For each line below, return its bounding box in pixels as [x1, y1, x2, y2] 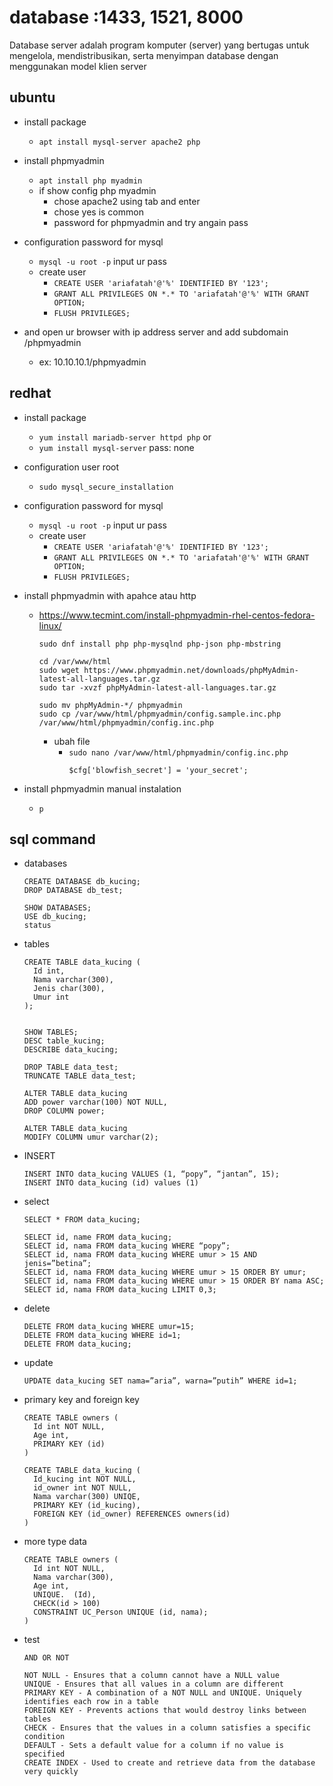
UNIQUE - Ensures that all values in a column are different [23, 1679, 285, 1690]
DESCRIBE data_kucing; [23, 1045, 119, 1055]
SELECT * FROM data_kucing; [23, 1215, 141, 1225]
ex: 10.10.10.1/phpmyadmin [38, 356, 147, 368]
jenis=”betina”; [23, 1259, 92, 1269]
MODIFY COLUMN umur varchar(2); [23, 1132, 159, 1143]
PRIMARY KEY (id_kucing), [33, 1501, 141, 1511]
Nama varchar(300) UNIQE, [33, 1492, 141, 1502]
